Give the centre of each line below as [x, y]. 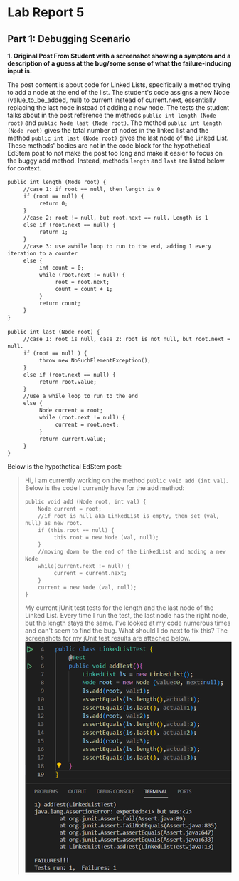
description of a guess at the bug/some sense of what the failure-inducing [119, 63]
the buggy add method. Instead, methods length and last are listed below [116, 161]
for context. [24, 168]
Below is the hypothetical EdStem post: [65, 467]
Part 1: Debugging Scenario [69, 39]
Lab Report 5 [46, 12]
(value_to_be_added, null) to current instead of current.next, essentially [112, 100]
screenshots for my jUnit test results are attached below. [107, 638]
